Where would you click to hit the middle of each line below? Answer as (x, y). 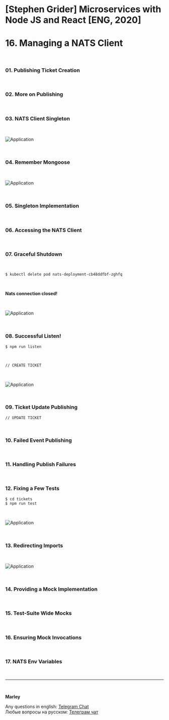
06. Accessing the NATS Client (44, 230)
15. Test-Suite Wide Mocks (38, 613)
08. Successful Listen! (33, 336)
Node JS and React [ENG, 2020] (73, 20)
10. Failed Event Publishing (38, 440)
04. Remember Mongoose (38, 162)
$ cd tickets (19, 499)
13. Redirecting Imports (34, 546)
